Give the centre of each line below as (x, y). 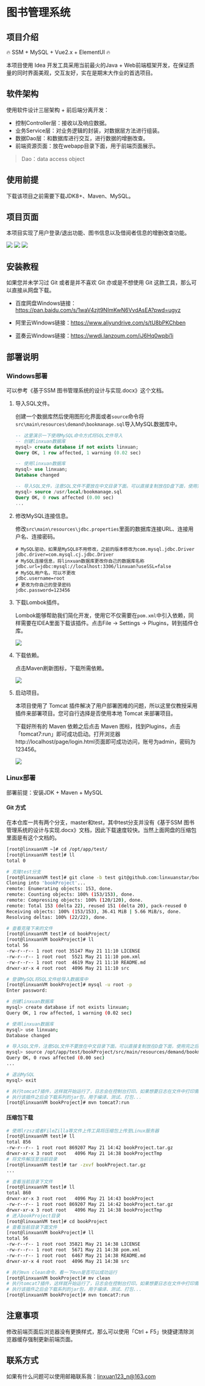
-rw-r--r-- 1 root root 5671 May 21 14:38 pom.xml (73, 1250)
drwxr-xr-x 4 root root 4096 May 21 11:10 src (68, 968)
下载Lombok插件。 (39, 602)
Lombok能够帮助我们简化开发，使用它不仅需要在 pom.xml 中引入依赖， (102, 615)
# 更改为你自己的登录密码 (43, 585)
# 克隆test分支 (24, 872)
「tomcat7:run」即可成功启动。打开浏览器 (68, 734)
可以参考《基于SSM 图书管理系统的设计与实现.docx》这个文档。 (87, 390)
